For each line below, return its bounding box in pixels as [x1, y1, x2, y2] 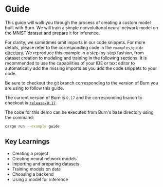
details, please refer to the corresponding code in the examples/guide [5, 44, 144, 50]
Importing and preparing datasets [12, 161, 79, 166]
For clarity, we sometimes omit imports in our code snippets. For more [5, 39, 146, 45]
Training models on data [12, 166, 61, 172]
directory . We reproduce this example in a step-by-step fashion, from [5, 50, 144, 56]
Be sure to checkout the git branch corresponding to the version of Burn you [5, 80, 159, 86]
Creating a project [12, 150, 49, 156]
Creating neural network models [12, 155, 77, 162]
